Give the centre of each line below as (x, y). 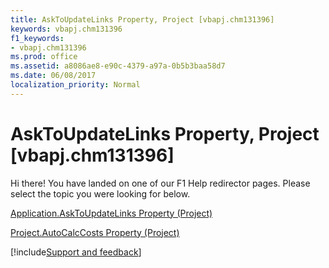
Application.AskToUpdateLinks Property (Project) (111, 213)
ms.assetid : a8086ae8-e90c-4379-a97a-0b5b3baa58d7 (118, 66)
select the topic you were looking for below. (100, 193)
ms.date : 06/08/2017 (53, 76)
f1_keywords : (37, 38)
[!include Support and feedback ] (76, 252)
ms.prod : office (44, 57)
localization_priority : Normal (75, 85)
